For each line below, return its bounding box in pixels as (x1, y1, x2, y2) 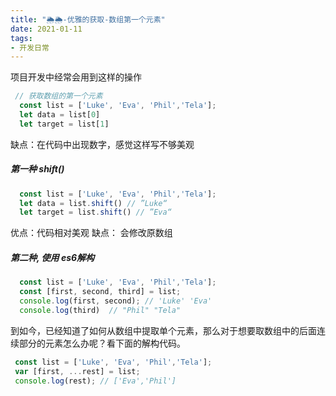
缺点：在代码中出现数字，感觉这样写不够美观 (10, 138, 195, 150)
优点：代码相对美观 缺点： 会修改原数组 (10, 227, 173, 239)
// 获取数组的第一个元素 (14, 91, 103, 101)
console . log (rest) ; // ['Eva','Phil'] (14, 376, 177, 386)
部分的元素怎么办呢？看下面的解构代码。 (18, 337, 186, 349)
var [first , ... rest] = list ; (14, 366, 141, 376)
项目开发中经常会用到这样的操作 (10, 71, 142, 83)
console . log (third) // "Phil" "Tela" (19, 305, 182, 315)
